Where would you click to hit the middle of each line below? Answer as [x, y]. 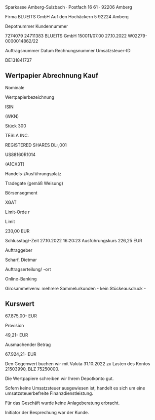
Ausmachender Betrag [28, 344]
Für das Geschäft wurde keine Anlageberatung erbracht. [62, 403]
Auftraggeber [19, 250]
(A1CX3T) [15, 164]
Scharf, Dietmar [21, 260]
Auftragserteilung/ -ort [28, 269]
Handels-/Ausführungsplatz [33, 173]
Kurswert [20, 304]
